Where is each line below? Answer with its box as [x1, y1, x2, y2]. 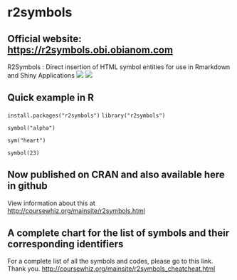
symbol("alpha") [7, 124, 56, 132]
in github [7, 180, 48, 192]
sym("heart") [7, 137, 46, 144]
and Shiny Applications [7, 71, 75, 79]
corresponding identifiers [7, 238, 124, 250]
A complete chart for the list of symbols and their [7, 227, 230, 239]
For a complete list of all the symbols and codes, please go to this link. [7, 257, 214, 266]
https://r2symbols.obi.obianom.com [7, 43, 173, 56]
